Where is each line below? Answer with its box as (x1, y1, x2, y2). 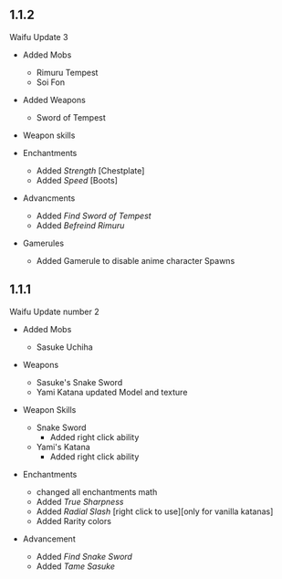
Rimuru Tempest (36, 67, 99, 78)
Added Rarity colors (36, 515, 112, 526)
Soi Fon (36, 77, 66, 88)
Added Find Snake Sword (36, 551, 132, 562)
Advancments (22, 192, 76, 204)
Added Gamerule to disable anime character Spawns (36, 255, 235, 266)
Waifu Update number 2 (9, 306, 99, 317)
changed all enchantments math (36, 486, 158, 497)
